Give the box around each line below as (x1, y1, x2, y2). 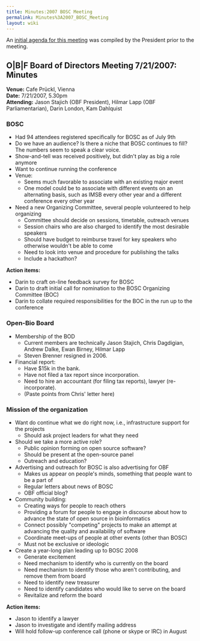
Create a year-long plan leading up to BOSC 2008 (14, 547, 138, 554)
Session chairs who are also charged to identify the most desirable (23, 223, 189, 231)
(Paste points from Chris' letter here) (23, 390, 115, 397)
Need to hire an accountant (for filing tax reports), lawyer (23, 377, 165, 385)
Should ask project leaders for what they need (23, 432, 139, 439)
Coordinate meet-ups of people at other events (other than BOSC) (23, 534, 187, 542)
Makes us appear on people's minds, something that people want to (23, 470, 192, 477)
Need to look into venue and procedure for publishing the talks (23, 249, 179, 256)
